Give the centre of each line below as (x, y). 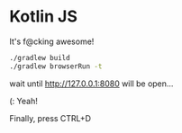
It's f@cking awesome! (52, 41)
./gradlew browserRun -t (56, 66)
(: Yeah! (23, 101)
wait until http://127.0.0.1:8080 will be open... (91, 84)
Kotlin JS (44, 17)
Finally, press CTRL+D (50, 118)
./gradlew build (40, 58)
